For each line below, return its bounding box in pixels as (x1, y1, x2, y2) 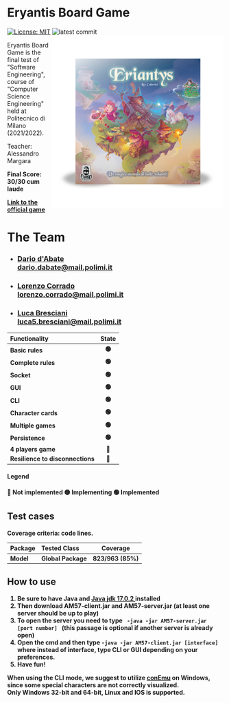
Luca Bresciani (16, 308, 68, 317)
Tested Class (40, 544, 80, 552)
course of (7, 77, 35, 85)
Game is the (7, 48, 41, 56)
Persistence (10, 434, 46, 442)
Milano (7, 121, 26, 129)
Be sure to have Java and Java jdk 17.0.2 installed (16, 594, 161, 602)
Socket (10, 371, 31, 379)
